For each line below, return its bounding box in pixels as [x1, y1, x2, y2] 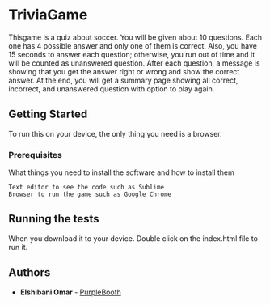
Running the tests [8, 212, 99, 226]
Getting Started [8, 108, 88, 121]
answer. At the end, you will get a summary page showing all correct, [8, 75, 238, 85]
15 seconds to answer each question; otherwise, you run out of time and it [8, 49, 255, 59]
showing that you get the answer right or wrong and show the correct [8, 66, 240, 76]
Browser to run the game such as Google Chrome [8, 190, 172, 199]
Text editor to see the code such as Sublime [8, 184, 164, 192]
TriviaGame [8, 6, 88, 24]
